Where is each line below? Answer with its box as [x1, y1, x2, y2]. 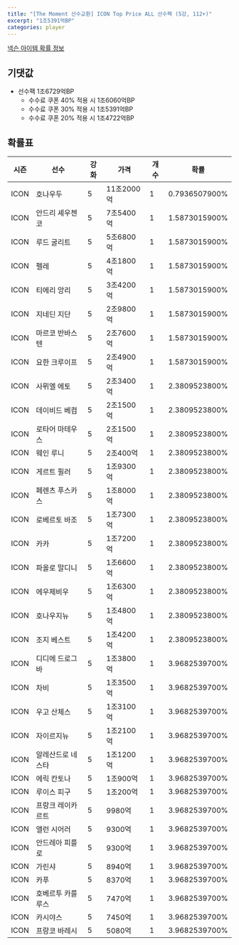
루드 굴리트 [36, 238, 71, 247]
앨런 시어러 [36, 825, 71, 834]
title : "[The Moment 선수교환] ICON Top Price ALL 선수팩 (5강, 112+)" [7, 10, 212, 18]
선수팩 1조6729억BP [17, 87, 75, 96]
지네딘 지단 [36, 310, 71, 319]
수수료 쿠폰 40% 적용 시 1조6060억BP [28, 96, 135, 105]
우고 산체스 [36, 707, 71, 717]
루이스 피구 [36, 787, 71, 797]
